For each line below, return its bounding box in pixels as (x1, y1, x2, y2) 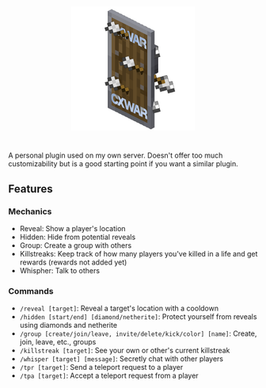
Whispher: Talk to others (19, 265, 101, 275)
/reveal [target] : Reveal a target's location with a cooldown (19, 303, 219, 314)
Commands (8, 285, 54, 296)
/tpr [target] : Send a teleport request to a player (19, 363, 184, 372)
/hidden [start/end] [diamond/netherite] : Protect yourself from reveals (19, 312, 257, 321)
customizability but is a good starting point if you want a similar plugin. (8, 159, 239, 169)
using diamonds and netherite (19, 321, 117, 330)
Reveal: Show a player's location (19, 223, 126, 233)
